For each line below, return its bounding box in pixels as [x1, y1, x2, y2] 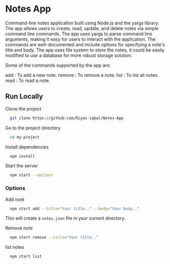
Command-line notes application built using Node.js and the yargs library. [5, 20, 159, 26]
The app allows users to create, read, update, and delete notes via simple [5, 25, 159, 31]
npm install [10, 154, 36, 159]
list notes [5, 244, 24, 250]
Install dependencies [5, 143, 49, 150]
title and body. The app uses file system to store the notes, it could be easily [5, 47, 165, 53]
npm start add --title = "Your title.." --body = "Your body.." [10, 206, 140, 211]
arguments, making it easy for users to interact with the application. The [5, 36, 156, 42]
